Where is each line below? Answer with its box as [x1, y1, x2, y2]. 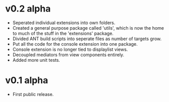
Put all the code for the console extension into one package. [12, 41, 138, 47]
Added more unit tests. [12, 57, 61, 63]
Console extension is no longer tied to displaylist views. [12, 46, 128, 52]
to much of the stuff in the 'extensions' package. [12, 30, 114, 36]
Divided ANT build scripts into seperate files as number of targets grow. [12, 36, 162, 42]
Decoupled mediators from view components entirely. [12, 51, 125, 58]
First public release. [12, 91, 54, 97]
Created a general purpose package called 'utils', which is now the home [12, 25, 164, 31]
